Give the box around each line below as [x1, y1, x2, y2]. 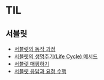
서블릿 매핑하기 [14, 60, 50, 67]
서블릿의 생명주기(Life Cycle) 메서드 [14, 53, 98, 60]
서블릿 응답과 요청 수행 [14, 68, 67, 75]
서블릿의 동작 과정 [14, 46, 56, 52]
